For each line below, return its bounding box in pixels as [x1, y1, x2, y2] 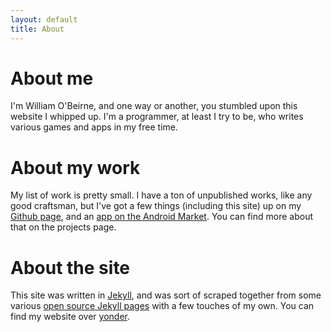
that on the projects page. [10, 221, 117, 233]
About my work [10, 156, 141, 179]
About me [10, 67, 94, 90]
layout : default [10, 14, 78, 25]
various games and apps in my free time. [10, 121, 179, 133]
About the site [10, 256, 131, 279]
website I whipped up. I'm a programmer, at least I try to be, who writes [10, 111, 304, 123]
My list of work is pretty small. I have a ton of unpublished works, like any [10, 189, 313, 201]
